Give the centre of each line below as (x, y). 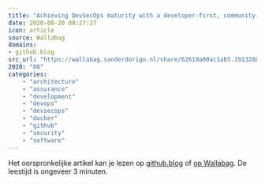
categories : (28, 74)
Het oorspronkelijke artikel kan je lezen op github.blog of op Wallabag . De (127, 163)
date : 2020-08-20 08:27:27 (52, 23)
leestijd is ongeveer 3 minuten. (58, 171)
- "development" (49, 96)
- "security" (44, 133)
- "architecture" (51, 81)
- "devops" (40, 103)
